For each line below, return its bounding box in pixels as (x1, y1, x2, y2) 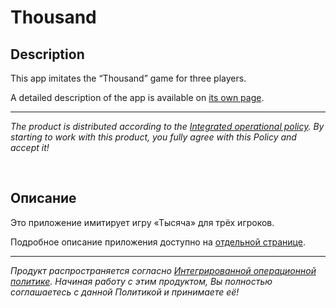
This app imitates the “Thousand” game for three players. (10, 72, 247, 84)
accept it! (10, 142, 50, 153)
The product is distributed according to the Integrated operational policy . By (10, 121, 325, 132)
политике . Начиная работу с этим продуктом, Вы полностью (10, 275, 273, 287)
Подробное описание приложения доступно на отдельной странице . (10, 236, 306, 248)
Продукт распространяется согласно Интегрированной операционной (10, 264, 317, 276)
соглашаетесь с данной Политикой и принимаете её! (10, 286, 240, 298)
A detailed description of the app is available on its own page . (10, 92, 265, 103)
